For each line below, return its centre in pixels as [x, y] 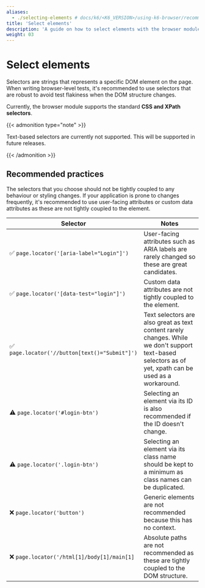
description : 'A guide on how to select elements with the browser [94, 29]
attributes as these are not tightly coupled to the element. [78, 208]
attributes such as [169, 241]
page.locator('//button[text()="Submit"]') [74, 353]
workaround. [162, 383]
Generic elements [169, 497]
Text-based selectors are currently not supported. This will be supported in [101, 137]
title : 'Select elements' [39, 23]
